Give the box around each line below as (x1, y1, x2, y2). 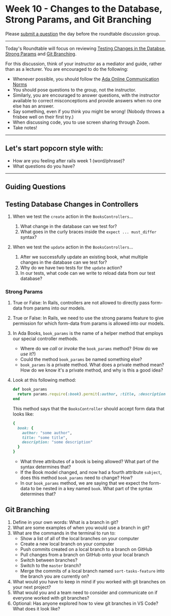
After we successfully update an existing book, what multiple (20, 254, 149, 260)
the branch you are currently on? (20, 573, 89, 579)
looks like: (12, 411, 34, 417)
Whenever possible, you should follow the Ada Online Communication (12, 76, 159, 82)
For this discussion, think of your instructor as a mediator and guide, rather (5, 61, 162, 67)
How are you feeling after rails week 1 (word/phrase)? (12, 157, 125, 163)
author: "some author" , (22, 430, 72, 435)
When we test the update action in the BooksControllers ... (12, 244, 133, 250)
